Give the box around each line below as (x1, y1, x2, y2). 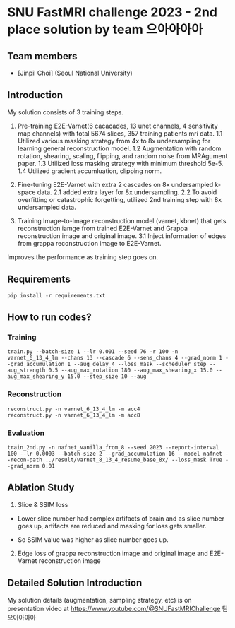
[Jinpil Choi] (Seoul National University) (17, 69, 133, 77)
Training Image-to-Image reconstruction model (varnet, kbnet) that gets (17, 216, 227, 225)
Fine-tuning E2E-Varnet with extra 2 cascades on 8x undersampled (17, 180, 214, 189)
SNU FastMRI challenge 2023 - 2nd (7, 4, 217, 20)
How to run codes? (7, 312, 92, 324)
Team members (7, 50, 78, 62)
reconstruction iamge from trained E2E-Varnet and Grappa (17, 224, 188, 232)
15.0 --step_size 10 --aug (67, 373, 147, 380)
